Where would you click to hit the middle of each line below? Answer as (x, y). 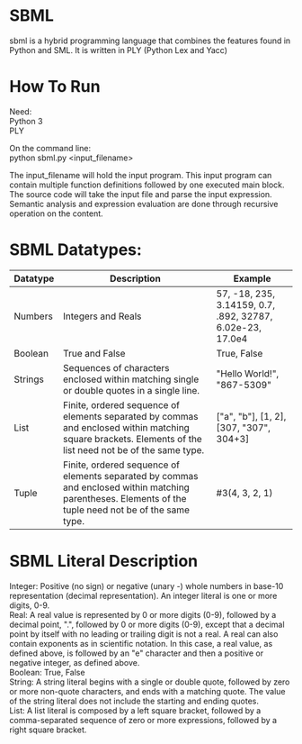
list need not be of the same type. (133, 449)
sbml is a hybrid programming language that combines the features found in (150, 41)
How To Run (55, 87)
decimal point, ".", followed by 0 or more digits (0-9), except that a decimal (147, 624)
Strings (29, 379)
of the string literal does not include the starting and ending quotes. (134, 701)
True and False (94, 353)
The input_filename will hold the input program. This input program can (141, 175)
